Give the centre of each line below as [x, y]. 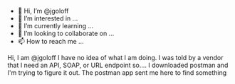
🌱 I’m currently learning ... [56, 26]
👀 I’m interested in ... [48, 18]
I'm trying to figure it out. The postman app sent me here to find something [117, 73]
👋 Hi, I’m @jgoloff [43, 11]
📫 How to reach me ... [51, 41]
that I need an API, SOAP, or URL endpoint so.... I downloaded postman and [118, 65]
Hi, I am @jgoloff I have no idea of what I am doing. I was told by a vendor [115, 58]
